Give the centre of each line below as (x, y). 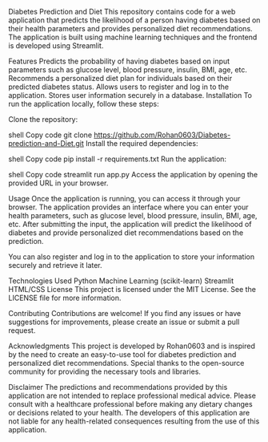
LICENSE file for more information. (65, 298)
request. (22, 330)
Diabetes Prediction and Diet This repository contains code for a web (122, 12)
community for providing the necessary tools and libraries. (105, 371)
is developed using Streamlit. (56, 46)
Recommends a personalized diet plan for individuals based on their (120, 78)
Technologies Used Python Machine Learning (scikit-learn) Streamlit (121, 281)
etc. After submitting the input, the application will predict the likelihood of (130, 224)
